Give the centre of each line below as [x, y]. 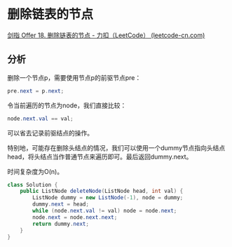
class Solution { [33, 185]
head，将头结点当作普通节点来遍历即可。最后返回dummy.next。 [100, 156]
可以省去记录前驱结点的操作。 [50, 133]
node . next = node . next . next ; [75, 217]
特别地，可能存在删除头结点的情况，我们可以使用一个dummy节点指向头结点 [116, 147]
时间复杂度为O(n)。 [35, 171]
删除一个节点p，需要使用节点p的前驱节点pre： [74, 77]
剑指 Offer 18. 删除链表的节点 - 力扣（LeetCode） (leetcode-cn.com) [106, 35]
